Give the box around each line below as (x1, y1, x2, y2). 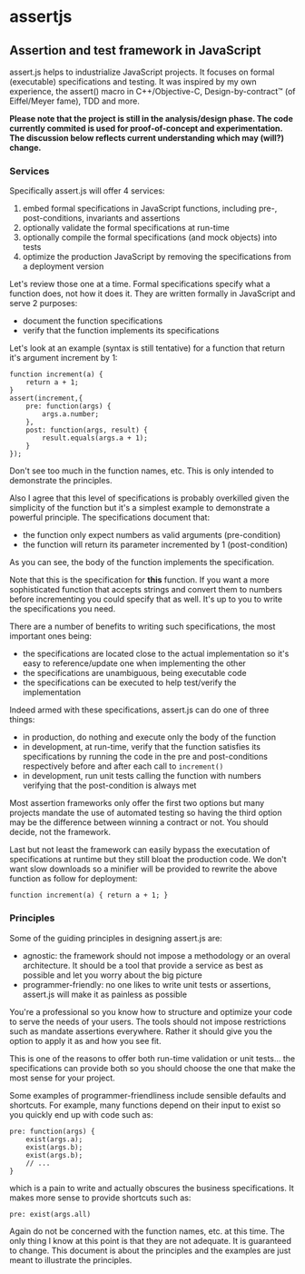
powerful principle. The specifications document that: (9, 512, 211, 523)
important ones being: (9, 631, 93, 642)
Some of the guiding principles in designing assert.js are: (9, 932, 222, 943)
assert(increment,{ (9, 393, 84, 403)
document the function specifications (22, 315, 163, 326)
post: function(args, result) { (25, 425, 148, 435)
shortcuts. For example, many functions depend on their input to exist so (9, 1100, 281, 1110)
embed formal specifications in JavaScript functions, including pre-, (22, 203, 278, 214)
